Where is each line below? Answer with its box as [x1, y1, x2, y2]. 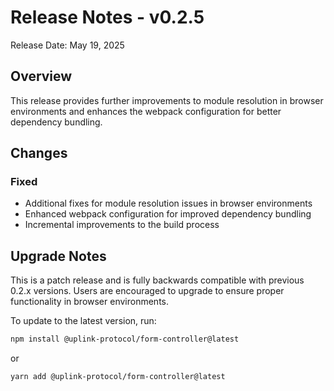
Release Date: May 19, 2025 [10, 39, 125, 51]
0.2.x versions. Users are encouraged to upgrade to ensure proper [10, 285, 285, 297]
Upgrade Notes [10, 247, 107, 265]
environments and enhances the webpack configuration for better [10, 105, 282, 117]
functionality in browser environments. [10, 296, 169, 308]
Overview [10, 68, 73, 85]
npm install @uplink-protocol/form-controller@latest [10, 334, 240, 345]
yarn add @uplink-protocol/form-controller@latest [10, 372, 226, 382]
